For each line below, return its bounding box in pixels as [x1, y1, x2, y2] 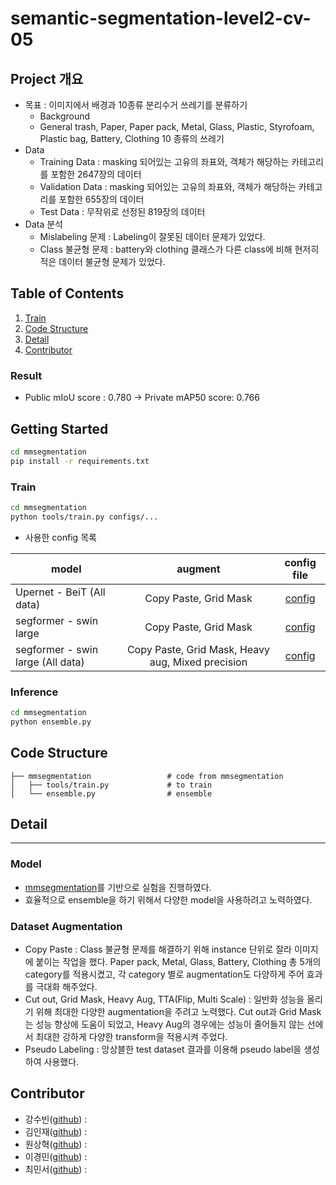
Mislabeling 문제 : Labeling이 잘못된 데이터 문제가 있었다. [39, 231, 266, 242]
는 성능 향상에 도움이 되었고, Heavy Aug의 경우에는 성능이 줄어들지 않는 [24, 1018, 305, 1030]
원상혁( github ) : [24, 1138, 88, 1150]
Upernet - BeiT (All [15, 585, 106, 599]
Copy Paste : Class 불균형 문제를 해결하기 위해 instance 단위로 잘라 [24, 943, 293, 955]
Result [10, 368, 43, 382]
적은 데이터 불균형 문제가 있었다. [39, 256, 166, 267]
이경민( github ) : [24, 1150, 88, 1162]
